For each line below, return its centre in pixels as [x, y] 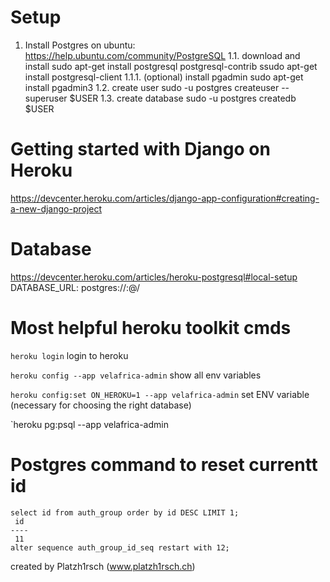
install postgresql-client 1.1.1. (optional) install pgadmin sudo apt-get [164, 77]
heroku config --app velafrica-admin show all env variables [136, 375]
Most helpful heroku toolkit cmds [151, 328]
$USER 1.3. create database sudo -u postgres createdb [183, 98]
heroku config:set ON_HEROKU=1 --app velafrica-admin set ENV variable [160, 394]
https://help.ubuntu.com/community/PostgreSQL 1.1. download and [162, 55]
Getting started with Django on [140, 149]
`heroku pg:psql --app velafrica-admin [89, 424]
